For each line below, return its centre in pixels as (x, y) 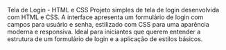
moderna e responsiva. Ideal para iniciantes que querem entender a (104, 32)
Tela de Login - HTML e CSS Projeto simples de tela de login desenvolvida (113, 10)
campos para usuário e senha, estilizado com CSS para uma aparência (108, 24)
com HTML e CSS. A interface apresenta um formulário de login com (105, 17)
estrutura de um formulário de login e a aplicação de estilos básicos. (105, 39)
